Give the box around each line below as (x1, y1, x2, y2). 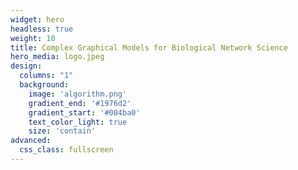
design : (10, 61, 43, 71)
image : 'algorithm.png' (28, 89, 128, 99)
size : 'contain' (28, 126, 97, 136)
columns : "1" (19, 71, 74, 81)
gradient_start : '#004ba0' (28, 107, 141, 118)
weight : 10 (10, 33, 56, 43)
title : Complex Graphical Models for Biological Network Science (10, 42, 288, 53)
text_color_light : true (28, 117, 128, 127)
